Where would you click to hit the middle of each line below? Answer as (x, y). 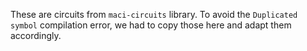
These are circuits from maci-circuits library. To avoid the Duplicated (154, 14)
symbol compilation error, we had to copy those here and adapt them (151, 25)
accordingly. (36, 35)
